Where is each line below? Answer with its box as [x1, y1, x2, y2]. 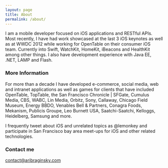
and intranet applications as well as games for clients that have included [5, 86, 154, 92]
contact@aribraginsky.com [5, 157, 61, 163]
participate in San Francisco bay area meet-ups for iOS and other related [5, 128, 155, 134]
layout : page [5, 7, 33, 13]
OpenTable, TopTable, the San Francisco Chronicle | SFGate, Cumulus [5, 91, 149, 98]
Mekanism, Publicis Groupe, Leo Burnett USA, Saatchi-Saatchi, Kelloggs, [5, 107, 155, 113]
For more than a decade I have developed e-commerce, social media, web [5, 81, 159, 87]
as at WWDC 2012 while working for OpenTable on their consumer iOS [5, 41, 151, 47]
